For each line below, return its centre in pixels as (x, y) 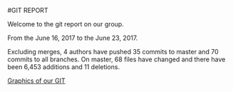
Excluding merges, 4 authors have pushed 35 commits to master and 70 (113, 52)
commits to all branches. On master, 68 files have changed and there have (116, 59)
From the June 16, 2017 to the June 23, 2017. (73, 38)
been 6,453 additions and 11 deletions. (63, 67)
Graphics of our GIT (36, 81)
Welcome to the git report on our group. (66, 24)
